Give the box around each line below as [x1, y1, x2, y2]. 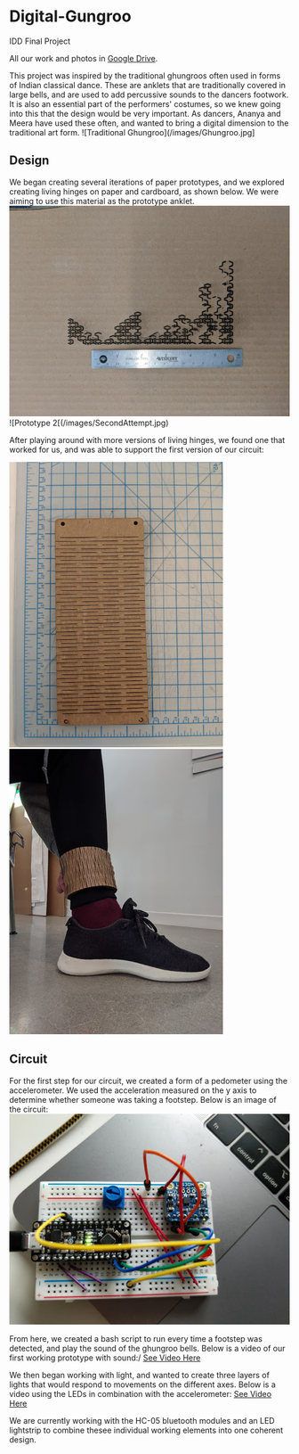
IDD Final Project [9, 36, 71, 46]
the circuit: [9, 1104, 49, 1114]
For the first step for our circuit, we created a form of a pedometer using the [9, 1075, 287, 1086]
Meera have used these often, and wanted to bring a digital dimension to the [9, 118, 289, 128]
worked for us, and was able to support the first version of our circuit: [9, 444, 264, 455]
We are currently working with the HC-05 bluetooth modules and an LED [9, 1415, 275, 1425]
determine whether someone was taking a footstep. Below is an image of [9, 1094, 278, 1105]
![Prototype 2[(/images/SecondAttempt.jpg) [9, 417, 169, 428]
